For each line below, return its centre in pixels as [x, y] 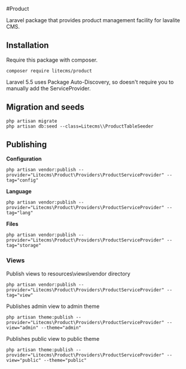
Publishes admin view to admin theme [53, 306]
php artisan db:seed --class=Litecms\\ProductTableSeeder [80, 126]
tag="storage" [24, 246]
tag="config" [22, 180]
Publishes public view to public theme [53, 338]
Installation [28, 45]
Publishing [27, 145]
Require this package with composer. [52, 60]
